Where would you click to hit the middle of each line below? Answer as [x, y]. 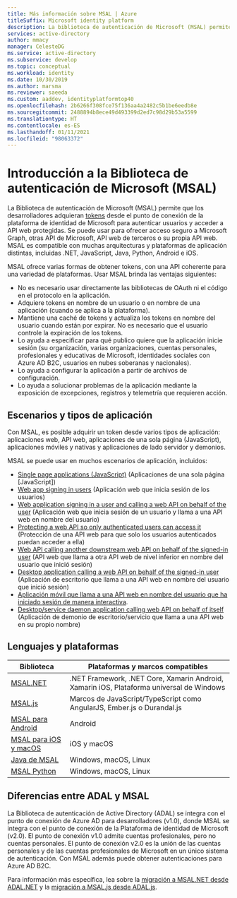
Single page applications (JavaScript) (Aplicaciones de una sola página [121, 474]
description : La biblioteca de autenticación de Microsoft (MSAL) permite [120, 27]
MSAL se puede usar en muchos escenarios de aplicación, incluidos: [108, 461]
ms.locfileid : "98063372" [45, 138]
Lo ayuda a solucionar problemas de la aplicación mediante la [107, 385]
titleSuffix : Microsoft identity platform [71, 20]
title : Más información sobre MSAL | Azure [72, 14]
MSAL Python [34, 771]
